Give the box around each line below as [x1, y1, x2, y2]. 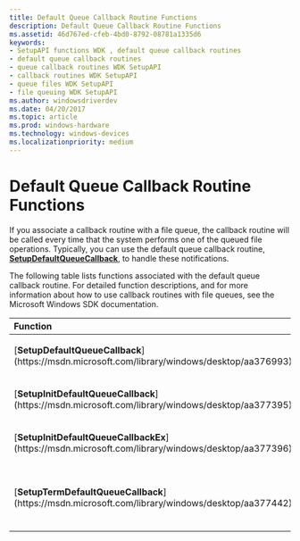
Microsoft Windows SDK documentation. [9, 298, 159, 309]
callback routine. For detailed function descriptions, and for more [9, 279, 248, 290]
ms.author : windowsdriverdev [9, 96, 118, 105]
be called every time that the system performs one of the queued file [9, 234, 262, 245]
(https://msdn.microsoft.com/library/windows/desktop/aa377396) [13, 442, 293, 454]
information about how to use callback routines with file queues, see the [9, 289, 275, 300]
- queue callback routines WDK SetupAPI [9, 63, 162, 72]
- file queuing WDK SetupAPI [9, 87, 118, 96]
